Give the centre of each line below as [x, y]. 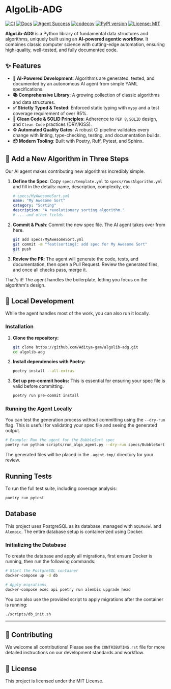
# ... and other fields [38, 215]
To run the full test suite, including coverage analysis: [61, 488]
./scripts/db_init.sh [28, 614]
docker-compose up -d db [32, 575]
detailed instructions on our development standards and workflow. [75, 653]
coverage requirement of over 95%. [50, 113]
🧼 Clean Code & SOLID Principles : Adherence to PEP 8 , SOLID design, [85, 119]
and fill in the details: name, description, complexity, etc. [72, 186]
